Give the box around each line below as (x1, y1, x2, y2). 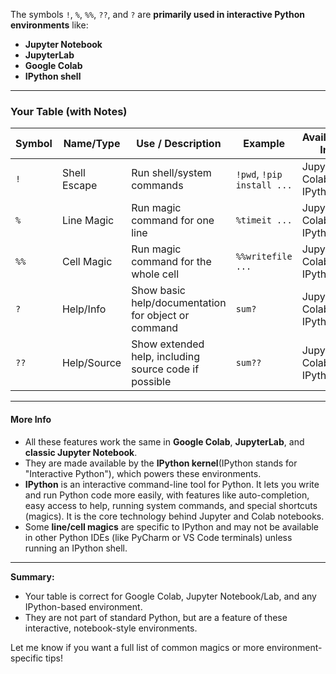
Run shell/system (131, 166, 212, 180)
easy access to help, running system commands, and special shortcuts (24, 499, 318, 511)
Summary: (10, 570, 55, 583)
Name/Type (63, 137, 121, 151)
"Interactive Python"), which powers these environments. (24, 467, 262, 479)
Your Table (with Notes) (10, 104, 128, 118)
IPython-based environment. (24, 600, 143, 613)
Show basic (131, 284, 186, 298)
